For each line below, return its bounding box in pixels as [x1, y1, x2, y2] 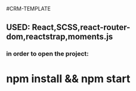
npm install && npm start [6, 72, 131, 86]
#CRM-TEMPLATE [6, 5, 51, 12]
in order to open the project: [6, 50, 89, 58]
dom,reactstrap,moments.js [6, 32, 113, 42]
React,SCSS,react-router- [32, 22, 131, 32]
